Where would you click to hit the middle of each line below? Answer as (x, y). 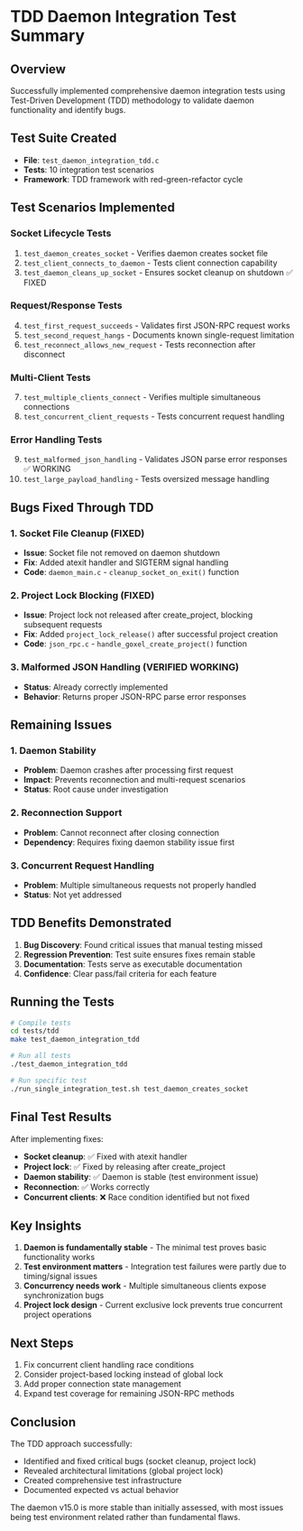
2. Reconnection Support (66, 812)
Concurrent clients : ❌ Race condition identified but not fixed (137, 1197)
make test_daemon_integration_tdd (75, 1040)
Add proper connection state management (102, 1384)
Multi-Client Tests (50, 377)
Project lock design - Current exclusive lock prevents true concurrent (153, 1305)
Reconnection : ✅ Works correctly (86, 1187)
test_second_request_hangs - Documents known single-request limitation (159, 335)
